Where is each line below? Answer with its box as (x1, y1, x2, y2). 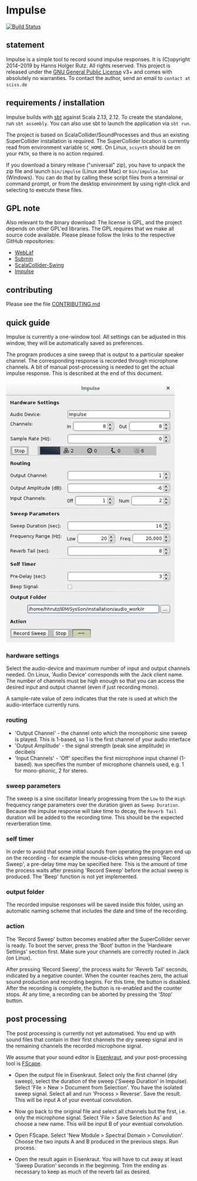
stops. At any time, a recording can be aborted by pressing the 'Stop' (6, 990, 173, 998)
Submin (14, 256, 33, 263)
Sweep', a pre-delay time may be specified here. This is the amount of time (6, 861, 188, 868)
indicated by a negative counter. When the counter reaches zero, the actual (6, 972, 189, 979)
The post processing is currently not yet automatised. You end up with (6, 1030, 176, 1037)
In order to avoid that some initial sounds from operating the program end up (6, 848, 192, 855)
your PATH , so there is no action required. (6, 150, 104, 157)
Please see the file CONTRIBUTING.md (6, 301, 101, 308)
